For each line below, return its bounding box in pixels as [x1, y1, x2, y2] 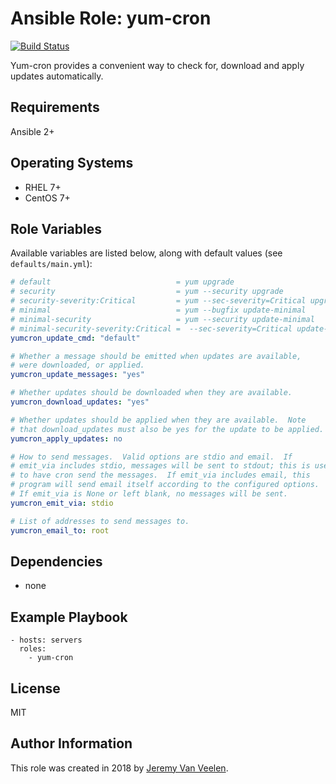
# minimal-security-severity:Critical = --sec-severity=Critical [10, 323, 293, 334]
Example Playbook [10, 608, 128, 626]
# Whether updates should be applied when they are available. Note [10, 415, 307, 425]
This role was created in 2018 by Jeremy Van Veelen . [10, 762, 229, 774]
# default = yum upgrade [10, 277, 235, 287]
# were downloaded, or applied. [10, 360, 145, 371]
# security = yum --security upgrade [10, 287, 284, 297]
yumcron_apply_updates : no [10, 433, 123, 444]
